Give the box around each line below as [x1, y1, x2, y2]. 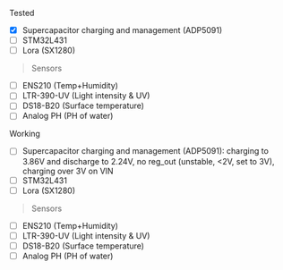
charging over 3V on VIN [21, 165, 114, 176]
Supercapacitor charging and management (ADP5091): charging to [21, 146, 269, 156]
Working [9, 129, 40, 139]
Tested [9, 8, 35, 18]
